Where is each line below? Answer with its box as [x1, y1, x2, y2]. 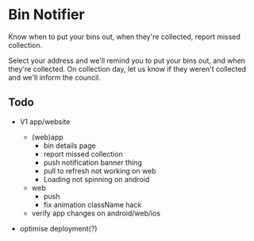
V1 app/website [19, 117, 71, 126]
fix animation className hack [43, 200, 142, 209]
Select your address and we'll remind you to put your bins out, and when [8, 56, 246, 65]
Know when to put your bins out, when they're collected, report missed [8, 32, 241, 41]
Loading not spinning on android [43, 174, 150, 184]
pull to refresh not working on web [43, 165, 156, 176]
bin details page [43, 141, 97, 150]
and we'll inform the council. [8, 72, 101, 82]
